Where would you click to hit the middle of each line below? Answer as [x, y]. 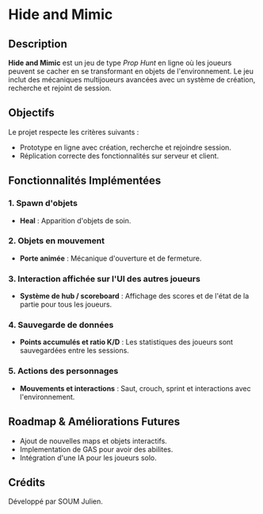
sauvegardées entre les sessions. [74, 351]
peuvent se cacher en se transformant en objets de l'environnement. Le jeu [131, 71]
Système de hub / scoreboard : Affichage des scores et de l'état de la [134, 296]
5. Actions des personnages [63, 371]
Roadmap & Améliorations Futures [94, 422]
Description [38, 44]
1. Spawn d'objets [43, 204]
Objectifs [32, 113]
